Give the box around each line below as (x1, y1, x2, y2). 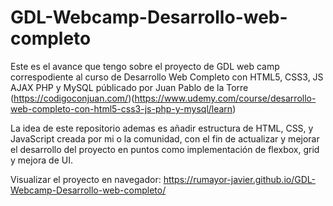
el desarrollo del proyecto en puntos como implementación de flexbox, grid (10, 143, 320, 155)
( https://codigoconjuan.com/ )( (10, 92, 135, 104)
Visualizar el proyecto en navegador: (10, 173, 162, 185)
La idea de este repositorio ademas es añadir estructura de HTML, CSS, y (10, 122, 314, 134)
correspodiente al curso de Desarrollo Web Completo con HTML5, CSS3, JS (10, 71, 324, 83)
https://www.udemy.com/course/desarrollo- (134, 92, 317, 104)
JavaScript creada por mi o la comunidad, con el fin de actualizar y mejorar (10, 132, 320, 145)
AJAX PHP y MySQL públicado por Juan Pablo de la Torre (10, 81, 249, 93)
